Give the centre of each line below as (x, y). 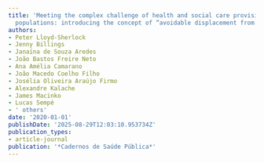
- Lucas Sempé (31, 103)
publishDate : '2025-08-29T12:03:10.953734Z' (82, 125)
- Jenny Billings (37, 45)
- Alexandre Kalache (42, 88)
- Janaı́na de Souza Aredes (52, 52)
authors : (22, 30)
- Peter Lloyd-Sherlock (47, 37)
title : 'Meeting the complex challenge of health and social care (119, 15)
